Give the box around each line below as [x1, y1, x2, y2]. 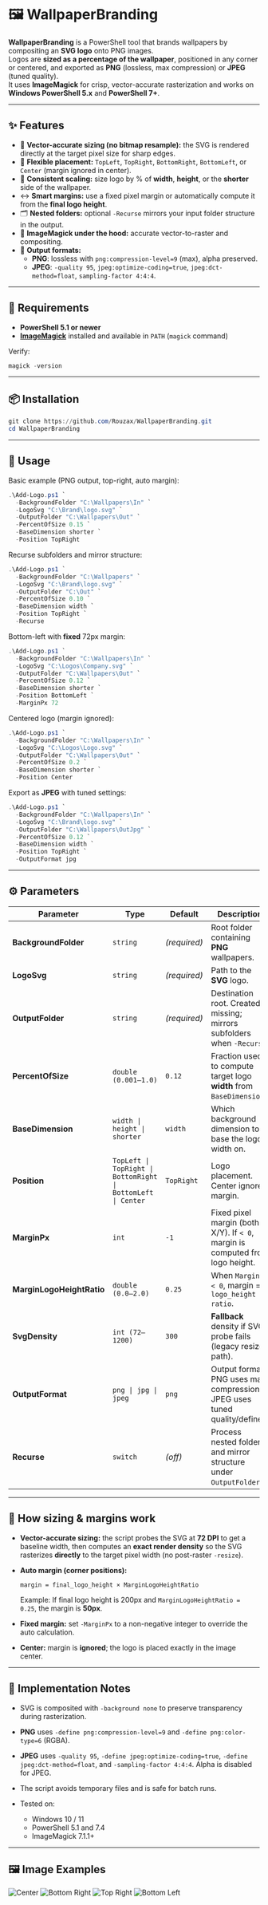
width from [211, 1080, 254, 1091]
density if [211, 1320, 246, 1331]
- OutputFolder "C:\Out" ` [15, 587, 102, 596]
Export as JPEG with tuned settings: [8, 788, 127, 798]
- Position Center [15, 774, 73, 782]
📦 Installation [8, 392, 80, 406]
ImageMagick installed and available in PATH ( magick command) [19, 331, 229, 341]
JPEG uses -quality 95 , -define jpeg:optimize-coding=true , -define [19, 1751, 249, 1761]
